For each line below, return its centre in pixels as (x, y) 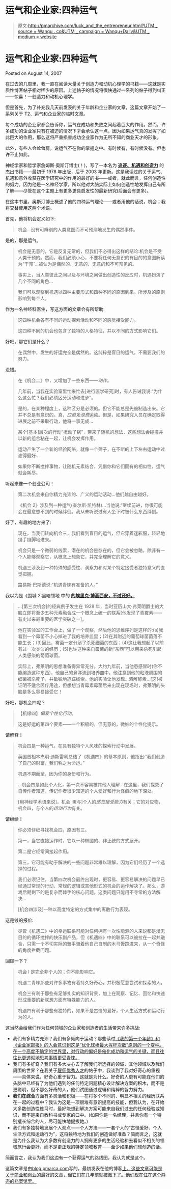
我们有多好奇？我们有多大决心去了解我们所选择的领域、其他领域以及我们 (88, 1064)
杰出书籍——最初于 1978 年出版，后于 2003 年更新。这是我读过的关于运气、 (85, 172)
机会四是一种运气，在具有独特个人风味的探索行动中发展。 (78, 745)
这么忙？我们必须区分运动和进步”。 (59, 397)
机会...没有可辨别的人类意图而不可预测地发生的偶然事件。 (78, 229)
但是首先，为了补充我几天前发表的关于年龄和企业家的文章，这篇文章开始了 (83, 107)
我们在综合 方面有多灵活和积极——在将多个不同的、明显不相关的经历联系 (88, 1096)
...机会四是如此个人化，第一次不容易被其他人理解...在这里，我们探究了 (91, 784)
